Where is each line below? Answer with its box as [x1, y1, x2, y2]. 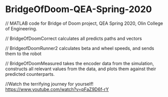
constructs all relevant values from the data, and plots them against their [5, 66, 156, 72]
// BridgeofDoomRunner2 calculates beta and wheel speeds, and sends [5, 45, 154, 51]
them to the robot [5, 51, 41, 57]
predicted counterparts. [5, 71, 55, 77]
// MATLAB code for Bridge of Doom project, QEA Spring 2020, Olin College [5, 20, 163, 26]
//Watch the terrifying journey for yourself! [5, 81, 94, 87]
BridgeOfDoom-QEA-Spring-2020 [5, 4, 152, 15]
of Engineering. [5, 25, 37, 31]
